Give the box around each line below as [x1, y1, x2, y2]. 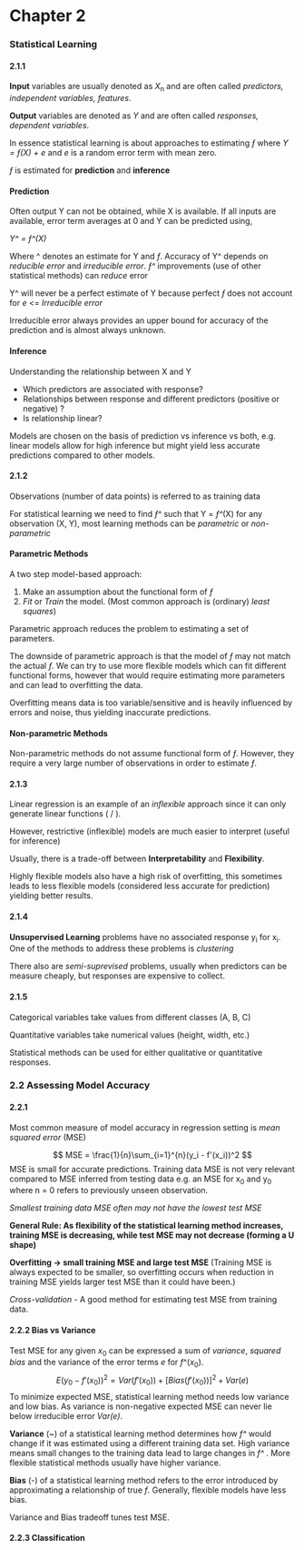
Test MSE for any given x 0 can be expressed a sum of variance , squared [9, 1344, 281, 1358]
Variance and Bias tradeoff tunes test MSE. [9, 1512, 171, 1523]
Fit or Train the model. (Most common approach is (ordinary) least [22, 595, 270, 606]
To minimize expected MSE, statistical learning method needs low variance [9, 1391, 289, 1402]
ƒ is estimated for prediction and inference [9, 165, 171, 176]
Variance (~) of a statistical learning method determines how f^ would [9, 1428, 272, 1439]
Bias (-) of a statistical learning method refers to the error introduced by [9, 1474, 279, 1485]
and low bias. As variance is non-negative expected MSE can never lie [9, 1401, 272, 1412]
